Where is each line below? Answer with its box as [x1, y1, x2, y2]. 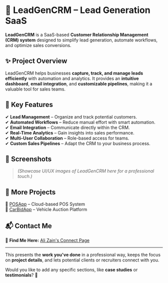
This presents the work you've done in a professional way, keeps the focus [5, 252, 161, 257]
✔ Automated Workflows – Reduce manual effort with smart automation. [5, 119, 156, 125]
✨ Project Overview [5, 57, 67, 65]
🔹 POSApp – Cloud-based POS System [5, 201, 85, 207]
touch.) [17, 173, 32, 179]
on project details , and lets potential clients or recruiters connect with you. [5, 257, 159, 263]
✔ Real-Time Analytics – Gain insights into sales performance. [5, 129, 134, 135]
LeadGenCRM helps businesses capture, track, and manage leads [5, 70, 143, 76]
